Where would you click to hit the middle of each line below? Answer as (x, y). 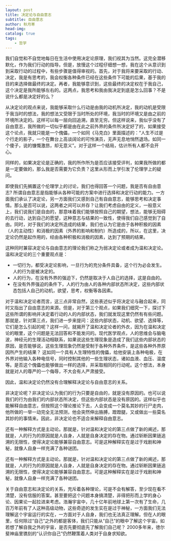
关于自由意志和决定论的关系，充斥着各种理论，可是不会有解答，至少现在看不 (85, 489)
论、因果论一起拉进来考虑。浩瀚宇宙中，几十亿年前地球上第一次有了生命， (83, 501)
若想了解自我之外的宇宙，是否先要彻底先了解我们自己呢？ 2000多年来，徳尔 (85, 527)
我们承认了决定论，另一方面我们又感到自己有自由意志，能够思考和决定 (83, 198)
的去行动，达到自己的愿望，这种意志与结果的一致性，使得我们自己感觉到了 (83, 218)
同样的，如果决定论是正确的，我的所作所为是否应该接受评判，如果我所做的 (83, 162)
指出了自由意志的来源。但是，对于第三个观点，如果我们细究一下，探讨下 (90, 307)
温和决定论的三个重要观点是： (36, 254)
